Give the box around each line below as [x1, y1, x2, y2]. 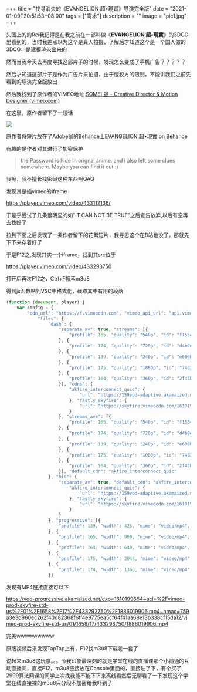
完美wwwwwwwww [6, 632, 55, 639]
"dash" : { [47, 321, 72, 327]
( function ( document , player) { [6, 299, 85, 305]
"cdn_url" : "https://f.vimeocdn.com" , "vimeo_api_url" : [27, 310, 167, 316]
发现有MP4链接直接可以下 [6, 583, 69, 590]
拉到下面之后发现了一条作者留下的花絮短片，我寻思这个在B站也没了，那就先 [6, 231, 189, 238]
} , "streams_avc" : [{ [58, 414, 111, 420]
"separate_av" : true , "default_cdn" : [58, 479, 151, 485]
